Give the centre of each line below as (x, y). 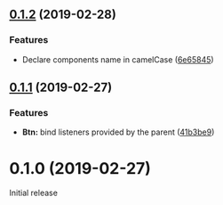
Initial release (33, 193)
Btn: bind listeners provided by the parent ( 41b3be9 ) (118, 132)
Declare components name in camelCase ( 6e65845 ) (118, 59)
